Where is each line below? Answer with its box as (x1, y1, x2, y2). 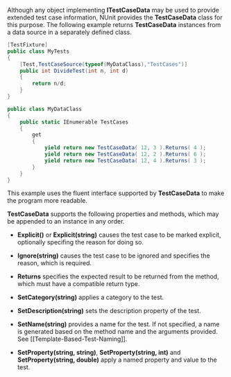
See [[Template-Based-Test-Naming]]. (17, 335, 128, 343)
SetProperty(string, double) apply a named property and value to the (17, 355, 217, 364)
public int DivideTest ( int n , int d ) (19, 67, 129, 74)
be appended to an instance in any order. (7, 217, 125, 226)
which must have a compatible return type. (17, 280, 140, 288)
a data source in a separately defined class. (7, 28, 132, 36)
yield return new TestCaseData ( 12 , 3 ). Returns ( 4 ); (44, 144, 207, 151)
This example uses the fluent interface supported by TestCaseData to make (7, 189, 225, 197)
